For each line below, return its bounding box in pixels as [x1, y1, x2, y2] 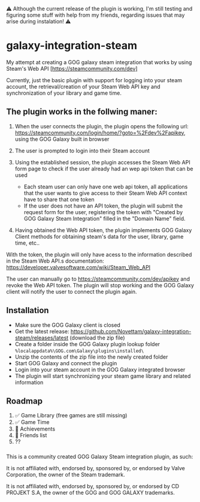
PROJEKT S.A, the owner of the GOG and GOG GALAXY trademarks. [6, 489, 175, 497]
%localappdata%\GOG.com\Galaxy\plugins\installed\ [14, 348, 144, 354]
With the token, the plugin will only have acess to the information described [6, 251, 192, 258]
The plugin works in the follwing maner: [6, 107, 157, 117]
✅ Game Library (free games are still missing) [14, 412, 128, 419]
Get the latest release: [14, 327, 69, 335]
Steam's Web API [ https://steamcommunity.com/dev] [6, 65, 138, 72]
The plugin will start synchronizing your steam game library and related [14, 372, 191, 380]
